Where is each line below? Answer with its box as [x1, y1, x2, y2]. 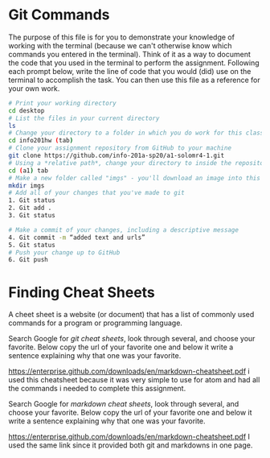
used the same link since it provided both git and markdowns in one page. [8, 440, 253, 450]
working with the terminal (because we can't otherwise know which [8, 40, 232, 50]
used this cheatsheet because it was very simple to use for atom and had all [8, 375, 260, 385]
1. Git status [8, 196, 56, 204]
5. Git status [8, 241, 56, 249]
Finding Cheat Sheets [8, 283, 155, 301]
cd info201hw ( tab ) [8, 137, 74, 145]
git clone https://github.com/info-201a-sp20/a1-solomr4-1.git [8, 151, 225, 160]
